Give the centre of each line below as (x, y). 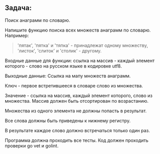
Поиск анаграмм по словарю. (38, 20)
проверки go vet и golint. (32, 145)
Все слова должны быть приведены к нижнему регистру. (68, 120)
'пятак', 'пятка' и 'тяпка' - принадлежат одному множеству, (83, 45)
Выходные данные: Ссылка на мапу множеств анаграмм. (68, 76)
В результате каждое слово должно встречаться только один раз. (77, 130)
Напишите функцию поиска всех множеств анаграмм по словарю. (78, 30)
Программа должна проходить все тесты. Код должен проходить (77, 140)
